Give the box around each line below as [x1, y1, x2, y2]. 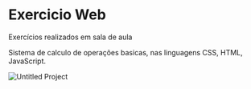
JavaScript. [8, 56, 47, 66]
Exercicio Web [8, 6, 107, 24]
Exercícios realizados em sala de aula [8, 32, 133, 42]
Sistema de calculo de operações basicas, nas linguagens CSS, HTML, [8, 47, 243, 57]
